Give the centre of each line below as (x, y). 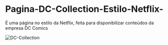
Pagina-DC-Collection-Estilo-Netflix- (84, 9)
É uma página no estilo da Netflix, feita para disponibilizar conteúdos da (80, 23)
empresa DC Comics (27, 28)
